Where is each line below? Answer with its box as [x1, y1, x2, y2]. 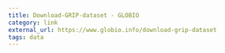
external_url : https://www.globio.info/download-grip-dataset [8, 26, 217, 34]
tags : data [8, 33, 44, 41]
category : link [8, 19, 58, 26]
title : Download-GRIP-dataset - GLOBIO [8, 11, 140, 19]
